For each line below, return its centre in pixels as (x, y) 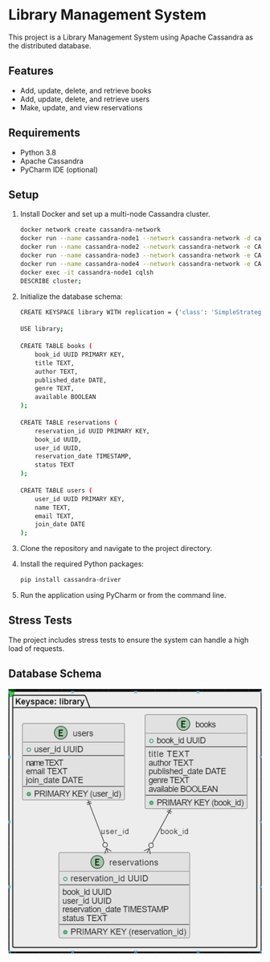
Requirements (44, 133)
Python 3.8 (38, 152)
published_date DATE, (71, 380)
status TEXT (55, 465)
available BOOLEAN (65, 397)
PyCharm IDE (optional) (59, 169)
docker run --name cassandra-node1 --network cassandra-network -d (135, 238)
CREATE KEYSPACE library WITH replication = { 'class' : (114, 312)
